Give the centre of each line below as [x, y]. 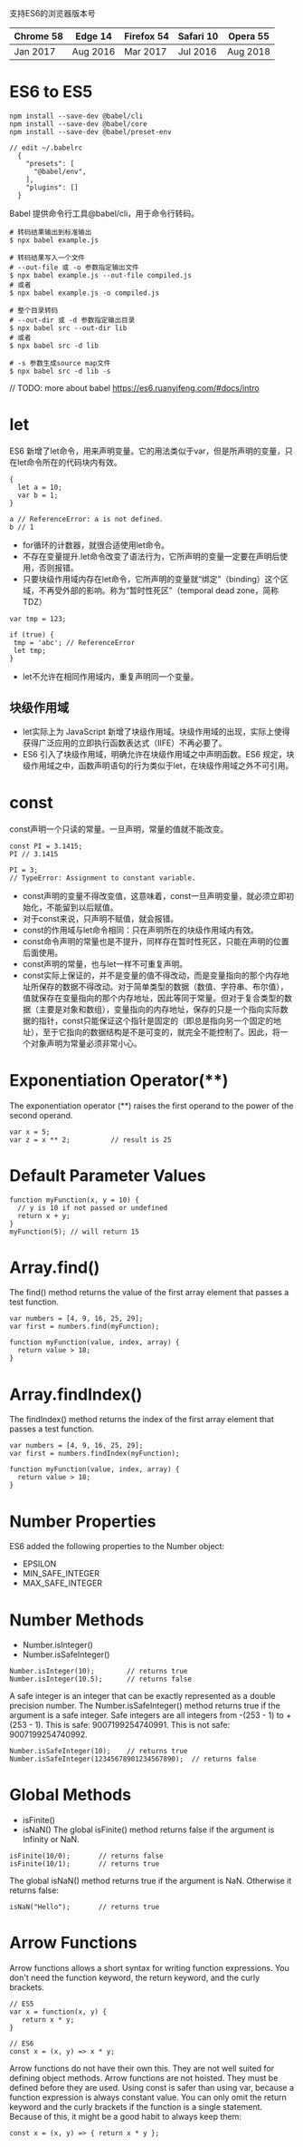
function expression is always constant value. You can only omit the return [148, 2097]
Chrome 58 [38, 36]
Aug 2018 [249, 51]
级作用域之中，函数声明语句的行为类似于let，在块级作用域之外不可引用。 [158, 766]
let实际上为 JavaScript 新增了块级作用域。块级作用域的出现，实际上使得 [156, 731]
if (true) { [32, 634]
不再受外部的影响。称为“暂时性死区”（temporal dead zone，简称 [159, 590]
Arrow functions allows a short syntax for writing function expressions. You [149, 1968]
